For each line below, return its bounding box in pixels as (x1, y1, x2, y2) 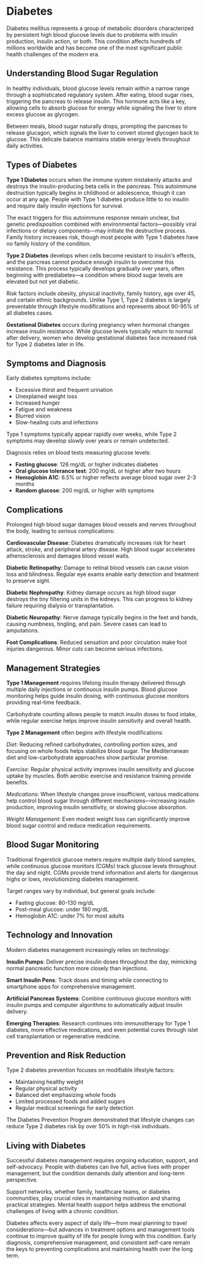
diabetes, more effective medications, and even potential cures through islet (6, 1026, 198, 1033)
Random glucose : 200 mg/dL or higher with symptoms (15, 487, 154, 494)
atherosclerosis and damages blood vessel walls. (6, 552, 130, 559)
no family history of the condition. (6, 240, 92, 247)
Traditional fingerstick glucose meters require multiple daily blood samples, (6, 856, 196, 863)
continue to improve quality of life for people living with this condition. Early (6, 1232, 197, 1240)
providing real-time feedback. (6, 699, 81, 706)
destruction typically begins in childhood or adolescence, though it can (6, 189, 185, 196)
